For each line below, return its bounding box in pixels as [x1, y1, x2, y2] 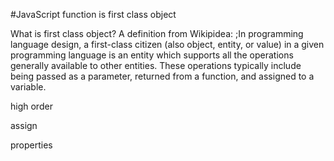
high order [10, 100, 53, 112]
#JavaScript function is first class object [10, 9, 177, 20]
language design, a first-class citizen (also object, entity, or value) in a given [10, 39, 325, 50]
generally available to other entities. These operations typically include [10, 60, 302, 71]
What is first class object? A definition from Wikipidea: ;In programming [10, 28, 304, 39]
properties [10, 139, 53, 151]
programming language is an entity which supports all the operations [10, 49, 294, 61]
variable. [10, 81, 47, 93]
